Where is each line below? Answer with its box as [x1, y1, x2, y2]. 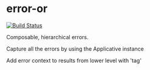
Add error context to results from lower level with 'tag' [6, 57, 141, 64]
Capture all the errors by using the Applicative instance [6, 45, 145, 52]
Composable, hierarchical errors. [6, 33, 89, 40]
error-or [6, 2, 48, 16]
